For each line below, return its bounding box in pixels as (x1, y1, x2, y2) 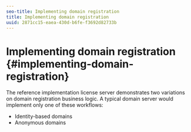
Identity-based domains (14, 113, 72, 120)
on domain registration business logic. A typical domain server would (6, 95, 173, 103)
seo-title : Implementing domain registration (6, 8, 119, 15)
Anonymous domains (14, 119, 66, 126)
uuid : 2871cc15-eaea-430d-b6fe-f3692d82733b (6, 19, 117, 25)
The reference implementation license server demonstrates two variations (6, 89, 185, 96)
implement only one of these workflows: (6, 101, 104, 109)
